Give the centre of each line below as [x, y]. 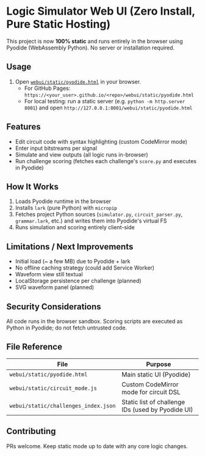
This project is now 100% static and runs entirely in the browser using [95, 41]
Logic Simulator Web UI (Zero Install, [101, 11]
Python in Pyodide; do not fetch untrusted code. [67, 328]
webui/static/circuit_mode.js [53, 388]
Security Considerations [54, 307]
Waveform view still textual [49, 274]
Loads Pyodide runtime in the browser [63, 201]
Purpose [159, 364]
